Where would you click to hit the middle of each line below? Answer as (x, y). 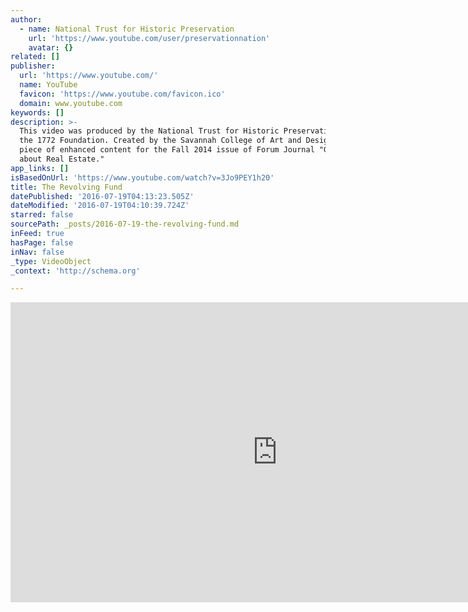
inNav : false (37, 252)
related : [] (35, 57)
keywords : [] (37, 112)
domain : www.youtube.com (71, 103)
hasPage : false (42, 242)
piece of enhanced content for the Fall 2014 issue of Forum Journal (167, 150)
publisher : (33, 66)
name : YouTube (48, 85)
